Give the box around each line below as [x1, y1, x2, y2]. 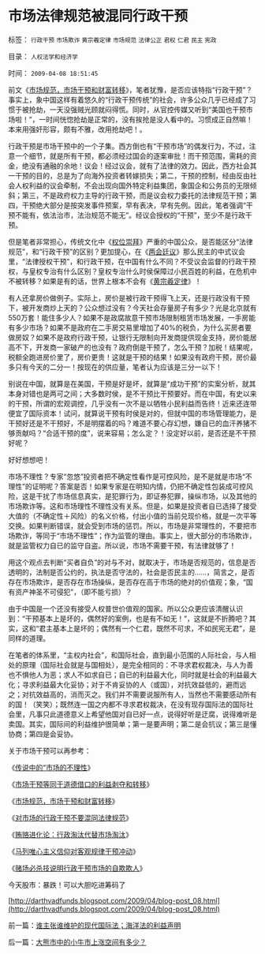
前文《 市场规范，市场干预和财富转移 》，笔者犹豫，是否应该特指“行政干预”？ [8, 84, 253, 95]
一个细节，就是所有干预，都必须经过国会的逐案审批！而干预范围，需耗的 [14, 151, 250, 160]
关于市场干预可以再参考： [8, 746, 91, 755]
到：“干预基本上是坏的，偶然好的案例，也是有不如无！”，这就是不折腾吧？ [8, 613, 250, 623]
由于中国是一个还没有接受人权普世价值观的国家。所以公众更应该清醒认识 [8, 604, 243, 613]
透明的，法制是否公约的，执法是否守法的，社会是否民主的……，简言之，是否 [8, 567, 256, 577]
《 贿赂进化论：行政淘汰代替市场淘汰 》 [8, 829, 132, 839]
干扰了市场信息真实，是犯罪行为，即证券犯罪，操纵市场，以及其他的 [35, 491, 257, 501]
